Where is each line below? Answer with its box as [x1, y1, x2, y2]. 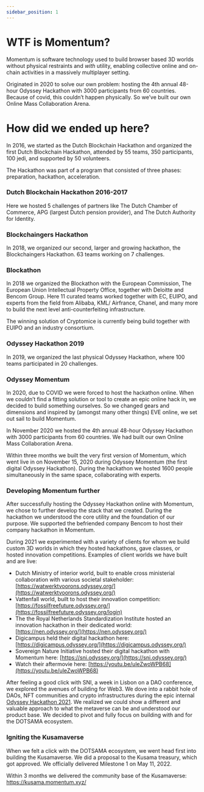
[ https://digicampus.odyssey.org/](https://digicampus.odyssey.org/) [15, 641, 187, 648]
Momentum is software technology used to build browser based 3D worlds [6, 56, 194, 63]
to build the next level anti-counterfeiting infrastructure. [6, 306, 146, 313]
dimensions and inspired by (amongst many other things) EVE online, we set [6, 408, 198, 416]
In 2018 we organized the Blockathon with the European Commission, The [6, 279, 192, 287]
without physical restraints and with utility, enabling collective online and [6, 62, 188, 69]
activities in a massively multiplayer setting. [21, 68, 130, 76]
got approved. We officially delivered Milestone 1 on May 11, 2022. [6, 760, 172, 768]
